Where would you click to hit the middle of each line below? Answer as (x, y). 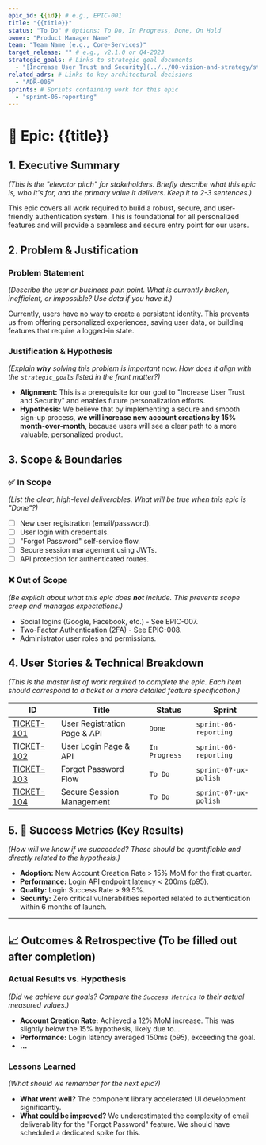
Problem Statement (46, 272)
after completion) (52, 956)
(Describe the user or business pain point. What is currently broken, (119, 290)
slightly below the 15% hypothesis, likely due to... (100, 1028)
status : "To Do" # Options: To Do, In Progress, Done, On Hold (115, 30)
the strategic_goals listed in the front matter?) (84, 377)
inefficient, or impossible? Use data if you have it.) (90, 298)
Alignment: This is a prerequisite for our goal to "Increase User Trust (132, 392)
